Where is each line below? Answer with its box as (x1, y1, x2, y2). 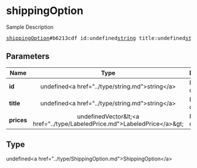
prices (9, 116, 28, 124)
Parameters (6, 52, 50, 61)
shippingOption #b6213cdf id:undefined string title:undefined (6, 35, 186, 42)
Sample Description (6, 23, 54, 30)
